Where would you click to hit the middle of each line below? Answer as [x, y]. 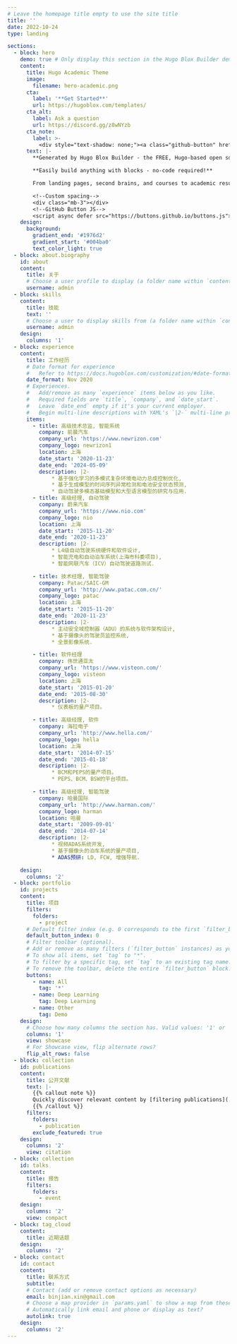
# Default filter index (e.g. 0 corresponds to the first [113, 929]
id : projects [39, 890]
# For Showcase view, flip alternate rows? [91, 1048]
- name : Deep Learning [66, 995]
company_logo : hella [69, 739]
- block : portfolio [42, 883]
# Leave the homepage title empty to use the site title [93, 14]
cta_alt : [39, 112]
